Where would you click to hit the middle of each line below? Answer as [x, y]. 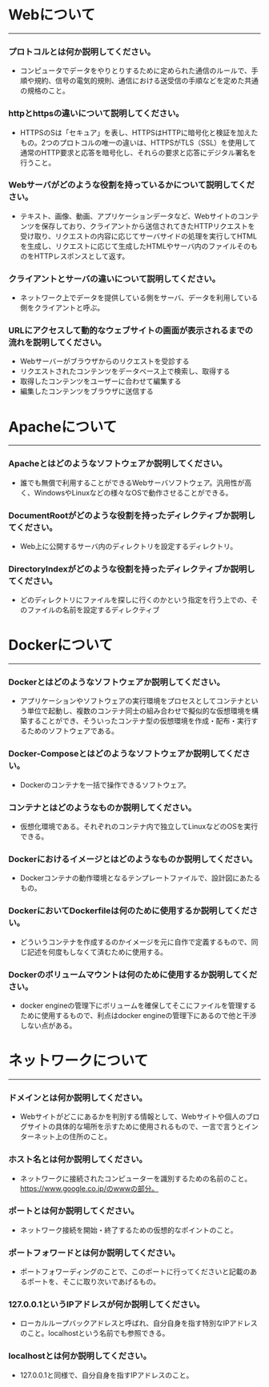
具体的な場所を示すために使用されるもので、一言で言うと [150, 1127]
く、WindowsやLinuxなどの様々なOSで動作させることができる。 [126, 492]
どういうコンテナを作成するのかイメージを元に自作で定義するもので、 [135, 942]
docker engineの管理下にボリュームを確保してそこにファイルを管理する [138, 1005]
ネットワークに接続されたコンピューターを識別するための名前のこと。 [136, 1178]
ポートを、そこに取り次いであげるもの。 [94, 1282]
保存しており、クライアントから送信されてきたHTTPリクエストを [148, 226]
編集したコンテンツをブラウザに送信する [86, 391]
